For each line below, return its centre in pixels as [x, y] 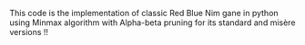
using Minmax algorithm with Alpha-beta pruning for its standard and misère [152, 22]
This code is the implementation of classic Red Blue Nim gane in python [144, 13]
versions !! [29, 32]
